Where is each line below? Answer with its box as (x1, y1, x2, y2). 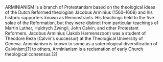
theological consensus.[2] (5, 51, 58, 57)
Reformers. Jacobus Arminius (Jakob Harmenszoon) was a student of (5, 31, 146, 36)
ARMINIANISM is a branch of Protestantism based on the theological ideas (5, 4, 156, 10)
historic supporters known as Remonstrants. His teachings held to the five (5, 15, 154, 20)
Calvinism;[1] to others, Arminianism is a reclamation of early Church (5, 46, 143, 52)
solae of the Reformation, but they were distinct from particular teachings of (5, 20, 159, 26)
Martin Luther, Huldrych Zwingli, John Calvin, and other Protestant (5, 25, 139, 31)
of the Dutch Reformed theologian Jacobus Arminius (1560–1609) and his (5, 9, 153, 15)
